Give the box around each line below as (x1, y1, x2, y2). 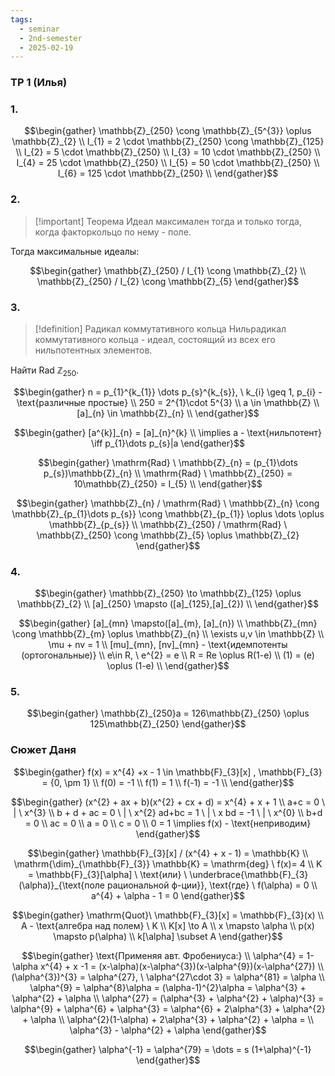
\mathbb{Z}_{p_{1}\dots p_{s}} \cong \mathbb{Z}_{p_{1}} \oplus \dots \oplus (11, 507, 325, 520)
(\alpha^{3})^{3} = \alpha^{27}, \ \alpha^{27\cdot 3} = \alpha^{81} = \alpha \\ (11, 971, 325, 983)
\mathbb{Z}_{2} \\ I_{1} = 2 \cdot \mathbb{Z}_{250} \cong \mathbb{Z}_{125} (11, 136, 325, 148)
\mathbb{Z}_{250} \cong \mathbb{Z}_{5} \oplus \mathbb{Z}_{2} (36, 529, 300, 541)
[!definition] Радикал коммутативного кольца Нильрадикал (34, 323, 287, 335)
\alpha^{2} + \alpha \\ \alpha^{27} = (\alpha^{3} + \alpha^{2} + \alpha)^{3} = (11, 992, 325, 1004)
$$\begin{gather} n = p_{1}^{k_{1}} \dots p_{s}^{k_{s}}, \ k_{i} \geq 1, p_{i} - (13, 386, 323, 398)
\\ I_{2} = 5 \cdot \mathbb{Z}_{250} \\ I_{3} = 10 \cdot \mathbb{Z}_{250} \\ (15, 146, 321, 158)
